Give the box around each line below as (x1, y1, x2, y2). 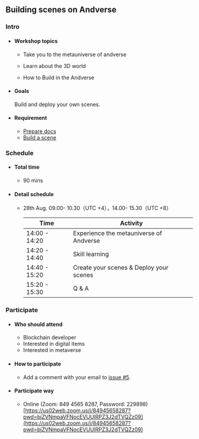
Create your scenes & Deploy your (72, 264, 169, 272)
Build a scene (23, 134, 57, 141)
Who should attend (14, 320, 63, 327)
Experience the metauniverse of (72, 229, 163, 237)
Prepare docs (23, 128, 56, 135)
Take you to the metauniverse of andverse (23, 51, 127, 58)
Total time (14, 163, 40, 171)
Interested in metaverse (23, 347, 81, 354)
